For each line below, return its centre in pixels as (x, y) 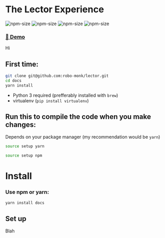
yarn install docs (25, 203)
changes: (21, 125)
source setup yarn (25, 146)
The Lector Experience (55, 9)
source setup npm (24, 156)
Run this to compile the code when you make (78, 117)
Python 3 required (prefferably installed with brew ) (65, 95)
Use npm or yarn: (27, 192)
